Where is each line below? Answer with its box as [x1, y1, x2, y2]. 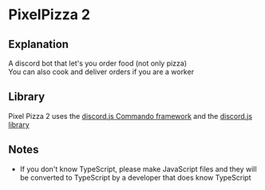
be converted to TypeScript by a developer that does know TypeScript [19, 172, 251, 182]
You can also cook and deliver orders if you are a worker [8, 67, 194, 77]
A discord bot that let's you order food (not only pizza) [8, 58, 188, 68]
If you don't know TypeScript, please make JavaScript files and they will [19, 164, 257, 173]
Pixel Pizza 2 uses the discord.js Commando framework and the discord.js [8, 111, 253, 121]
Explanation [8, 38, 69, 51]
